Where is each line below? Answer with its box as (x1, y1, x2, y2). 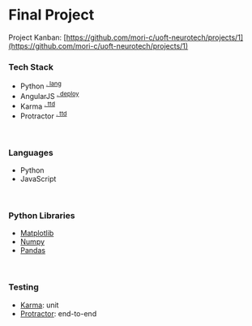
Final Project (8, 6, 95, 24)
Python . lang (19, 79, 62, 91)
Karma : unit (19, 300, 59, 310)
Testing (8, 281, 39, 293)
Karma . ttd (19, 100, 55, 111)
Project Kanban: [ (8, 32, 66, 42)
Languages (8, 147, 54, 158)
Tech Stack (8, 61, 54, 72)
